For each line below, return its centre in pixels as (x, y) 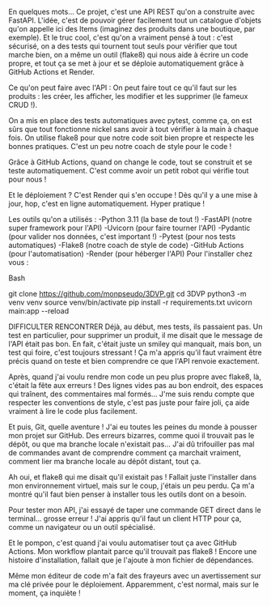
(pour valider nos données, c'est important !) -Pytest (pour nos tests (122, 237)
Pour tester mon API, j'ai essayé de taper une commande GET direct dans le (135, 510)
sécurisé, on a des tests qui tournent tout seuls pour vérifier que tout (123, 46)
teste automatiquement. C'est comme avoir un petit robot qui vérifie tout (129, 171)
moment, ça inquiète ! (44, 593)
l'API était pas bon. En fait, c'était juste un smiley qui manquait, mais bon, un (135, 344)
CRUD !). (23, 105)
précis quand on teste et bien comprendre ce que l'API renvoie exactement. (134, 361)
